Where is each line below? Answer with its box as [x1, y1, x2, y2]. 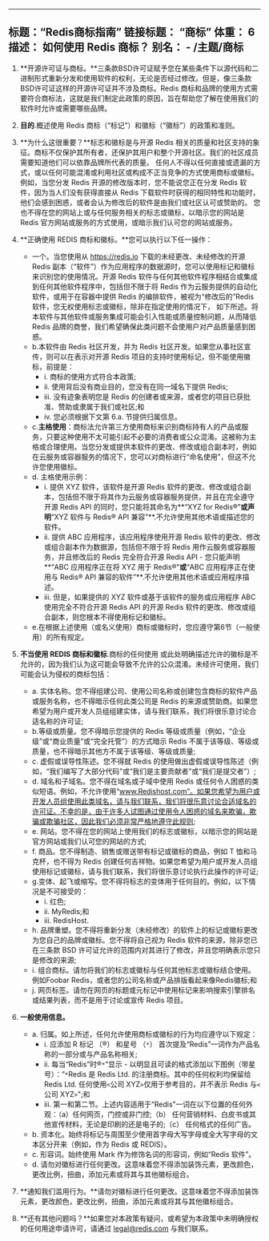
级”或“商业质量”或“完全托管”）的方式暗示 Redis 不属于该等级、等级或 [31, 736, 259, 746]
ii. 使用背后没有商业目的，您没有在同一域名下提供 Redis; [43, 381, 228, 391]
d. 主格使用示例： [31, 472, 90, 481]
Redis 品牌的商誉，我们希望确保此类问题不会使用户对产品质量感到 [31, 321, 249, 331]
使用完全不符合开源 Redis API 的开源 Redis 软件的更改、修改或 [43, 602, 250, 611]
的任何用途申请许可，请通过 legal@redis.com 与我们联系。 [19, 1223, 213, 1233]
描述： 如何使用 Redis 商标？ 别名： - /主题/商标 [8, 41, 244, 54]
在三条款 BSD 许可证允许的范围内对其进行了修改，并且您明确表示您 [31, 945, 254, 954]
